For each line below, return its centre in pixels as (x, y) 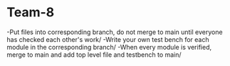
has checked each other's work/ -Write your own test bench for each (108, 39)
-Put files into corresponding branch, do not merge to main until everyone (115, 32)
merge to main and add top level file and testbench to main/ (94, 55)
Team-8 (31, 12)
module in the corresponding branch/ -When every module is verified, (109, 47)
